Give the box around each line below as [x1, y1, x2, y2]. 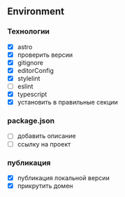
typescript [17, 90, 47, 99]
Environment [7, 6, 65, 18]
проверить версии [17, 50, 73, 59]
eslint [17, 82, 34, 90]
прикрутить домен [17, 182, 73, 190]
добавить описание [17, 132, 76, 140]
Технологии [7, 27, 50, 36]
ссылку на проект [17, 140, 71, 148]
